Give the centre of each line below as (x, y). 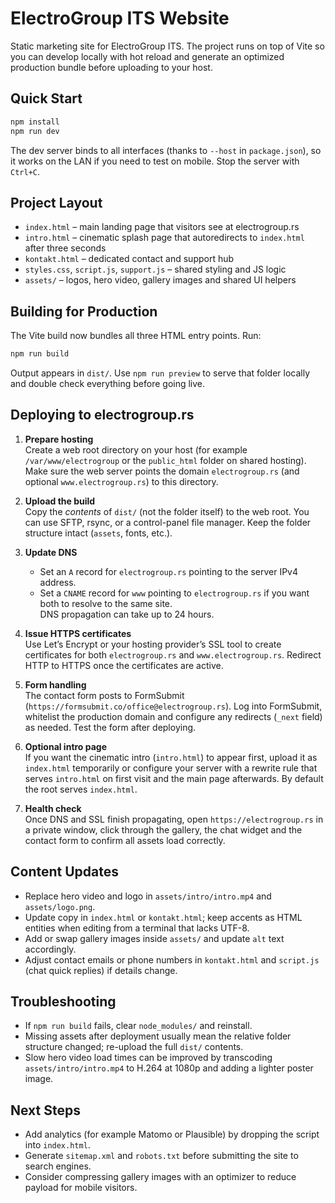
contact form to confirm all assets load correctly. (125, 840)
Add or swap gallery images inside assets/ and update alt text (154, 938)
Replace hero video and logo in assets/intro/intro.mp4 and (148, 896)
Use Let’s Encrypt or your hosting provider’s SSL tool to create (153, 644)
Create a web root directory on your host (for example (136, 449)
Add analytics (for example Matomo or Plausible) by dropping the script (172, 1134)
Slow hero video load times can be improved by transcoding (148, 1058)
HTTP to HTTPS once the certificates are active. (124, 665)
